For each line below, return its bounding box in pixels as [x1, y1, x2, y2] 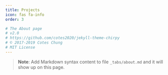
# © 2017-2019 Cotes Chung [5, 40, 63, 46]
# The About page [5, 26, 42, 31]
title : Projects [5, 7, 40, 13]
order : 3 [5, 17, 24, 22]
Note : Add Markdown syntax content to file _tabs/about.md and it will [17, 59, 163, 65]
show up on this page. [17, 64, 65, 70]
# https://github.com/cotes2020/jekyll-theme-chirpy [5, 35, 120, 41]
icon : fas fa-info [5, 12, 44, 17]
